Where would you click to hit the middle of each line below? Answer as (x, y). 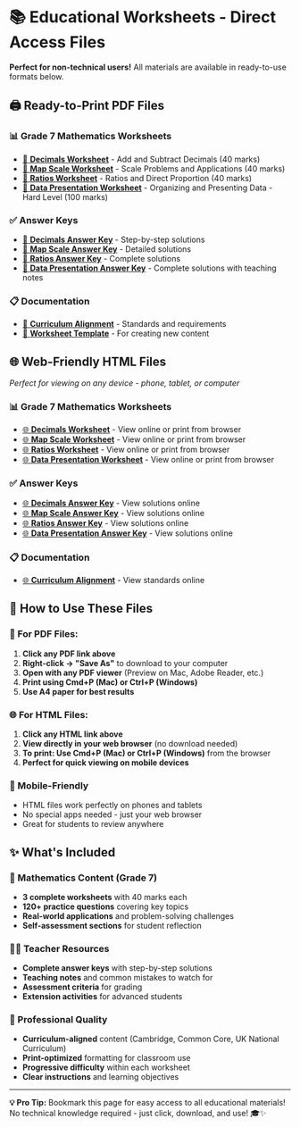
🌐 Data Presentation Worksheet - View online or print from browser (148, 460)
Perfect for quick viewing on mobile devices (105, 762)
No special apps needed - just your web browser (112, 814)
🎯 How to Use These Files (81, 609)
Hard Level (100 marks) (65, 196)
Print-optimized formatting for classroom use (106, 1058)
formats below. (37, 76)
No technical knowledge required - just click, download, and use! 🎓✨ (138, 1114)
